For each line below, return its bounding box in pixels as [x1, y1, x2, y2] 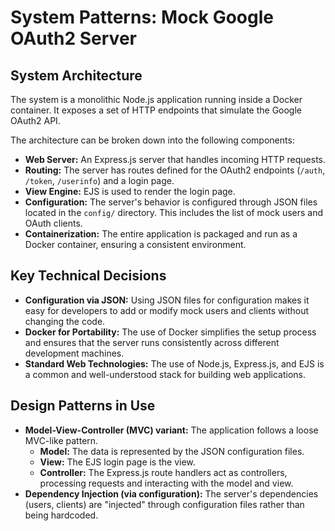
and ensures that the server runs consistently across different [24, 336, 280, 348]
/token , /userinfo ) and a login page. [24, 175, 175, 186]
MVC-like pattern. [24, 434, 99, 446]
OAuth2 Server [10, 27, 137, 50]
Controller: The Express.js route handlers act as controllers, [39, 466, 288, 478]
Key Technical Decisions [10, 267, 167, 285]
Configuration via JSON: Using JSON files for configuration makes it [24, 294, 310, 306]
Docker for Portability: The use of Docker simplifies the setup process [24, 326, 317, 338]
